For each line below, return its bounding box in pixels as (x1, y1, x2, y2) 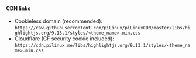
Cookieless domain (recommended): (14, 18, 103, 25)
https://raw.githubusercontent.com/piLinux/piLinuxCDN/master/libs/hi (14, 25, 191, 31)
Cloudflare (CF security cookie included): (14, 35, 114, 42)
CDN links (6, 5, 31, 12)
